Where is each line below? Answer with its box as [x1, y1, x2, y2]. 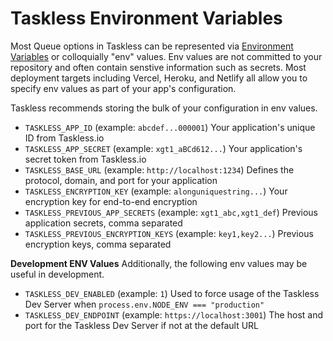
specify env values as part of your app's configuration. [10, 82, 237, 94]
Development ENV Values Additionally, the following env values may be [10, 257, 308, 269]
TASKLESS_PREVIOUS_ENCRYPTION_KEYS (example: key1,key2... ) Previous [24, 227, 314, 239]
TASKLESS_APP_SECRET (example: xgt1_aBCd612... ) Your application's [24, 142, 303, 154]
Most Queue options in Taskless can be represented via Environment [10, 40, 294, 52]
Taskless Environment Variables [10, 7, 283, 30]
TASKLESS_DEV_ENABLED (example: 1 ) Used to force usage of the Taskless [24, 287, 320, 299]
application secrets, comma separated [24, 217, 183, 229]
